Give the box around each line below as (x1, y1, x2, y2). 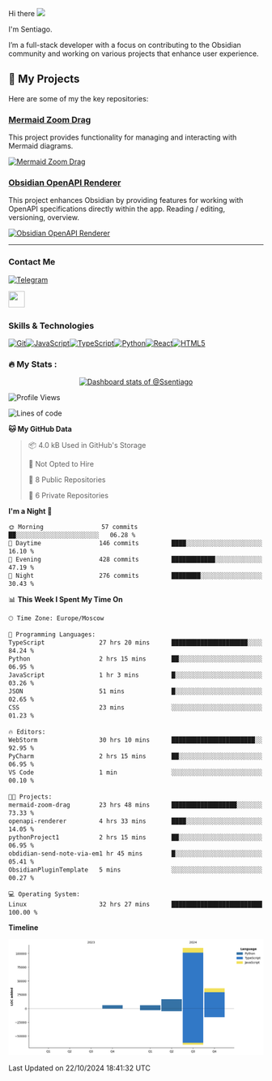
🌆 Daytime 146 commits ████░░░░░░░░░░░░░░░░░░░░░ (8, 540, 263, 548)
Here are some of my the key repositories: (8, 93, 149, 103)
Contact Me (8, 256, 56, 268)
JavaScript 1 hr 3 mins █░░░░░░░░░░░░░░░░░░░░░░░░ (8, 671, 263, 679)
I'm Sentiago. (8, 24, 53, 34)
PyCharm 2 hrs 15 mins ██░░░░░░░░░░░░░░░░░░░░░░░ (8, 752, 263, 760)
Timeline (8, 923, 39, 932)
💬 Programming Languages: (8, 631, 96, 639)
